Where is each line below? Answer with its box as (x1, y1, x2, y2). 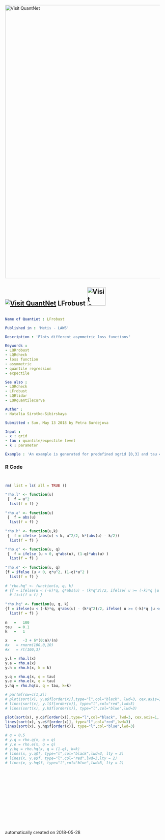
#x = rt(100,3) (5, 647, 41, 652)
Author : (5, 407, 23, 412)
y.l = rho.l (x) (5, 656, 36, 661)
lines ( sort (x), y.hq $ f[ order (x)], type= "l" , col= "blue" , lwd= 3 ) (5, 724, 135, 729)
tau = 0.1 (5, 624, 29, 630)
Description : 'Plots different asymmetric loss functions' (5, 334, 131, 339)
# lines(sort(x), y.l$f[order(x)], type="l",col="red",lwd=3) (5, 701, 135, 706)
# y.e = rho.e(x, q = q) (5, 742, 56, 747)
